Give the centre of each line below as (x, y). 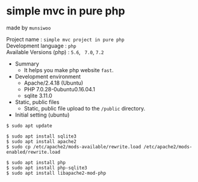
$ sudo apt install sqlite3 (42, 136)
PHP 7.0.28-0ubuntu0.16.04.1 (59, 89)
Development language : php (41, 46)
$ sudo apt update (29, 126)
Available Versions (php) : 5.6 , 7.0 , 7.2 (55, 52)
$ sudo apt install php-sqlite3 (47, 168)
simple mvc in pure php (66, 11)
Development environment (48, 76)
